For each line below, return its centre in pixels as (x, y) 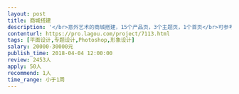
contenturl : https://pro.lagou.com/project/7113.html (89, 34)
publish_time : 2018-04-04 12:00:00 (60, 54)
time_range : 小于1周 (36, 80)
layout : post (27, 14)
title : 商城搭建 (29, 20)
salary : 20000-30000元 (40, 47)
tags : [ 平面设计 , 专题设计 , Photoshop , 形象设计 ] (71, 40)
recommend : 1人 (29, 73)
